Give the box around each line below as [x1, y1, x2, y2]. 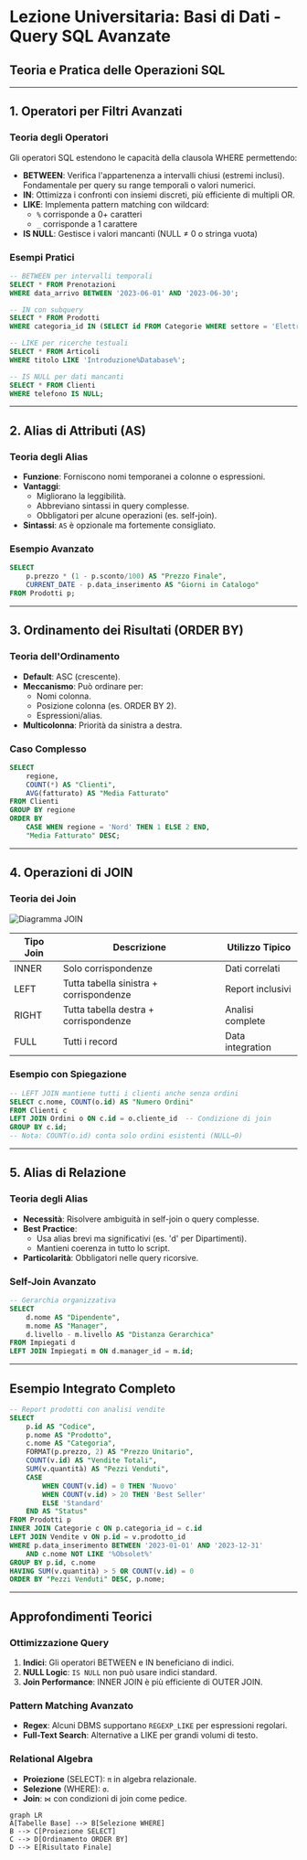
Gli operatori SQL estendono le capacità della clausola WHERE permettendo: [9, 152, 298, 163]
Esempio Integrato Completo [9, 1381, 176, 1396]
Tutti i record [62, 1035, 118, 1048]
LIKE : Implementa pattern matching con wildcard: [22, 198, 210, 209]
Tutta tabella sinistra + [62, 977, 158, 989]
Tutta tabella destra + [62, 1003, 155, 1016]
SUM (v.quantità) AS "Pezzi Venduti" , [26, 1465, 170, 1474]
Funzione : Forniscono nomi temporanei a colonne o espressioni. [22, 471, 266, 482]
